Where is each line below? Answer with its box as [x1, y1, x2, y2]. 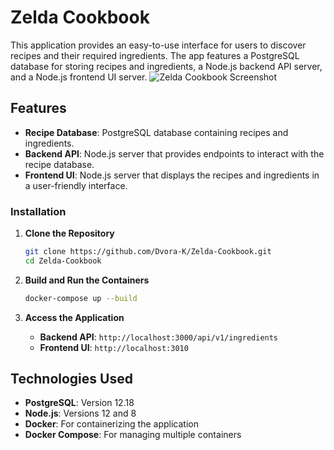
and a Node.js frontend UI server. [10, 71, 148, 83]
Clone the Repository [24, 227, 115, 240]
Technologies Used [10, 371, 133, 388]
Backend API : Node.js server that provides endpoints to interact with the [24, 147, 325, 160]
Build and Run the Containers [24, 274, 150, 286]
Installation [10, 204, 67, 218]
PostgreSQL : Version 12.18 [24, 397, 135, 409]
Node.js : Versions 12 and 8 [24, 407, 137, 420]
